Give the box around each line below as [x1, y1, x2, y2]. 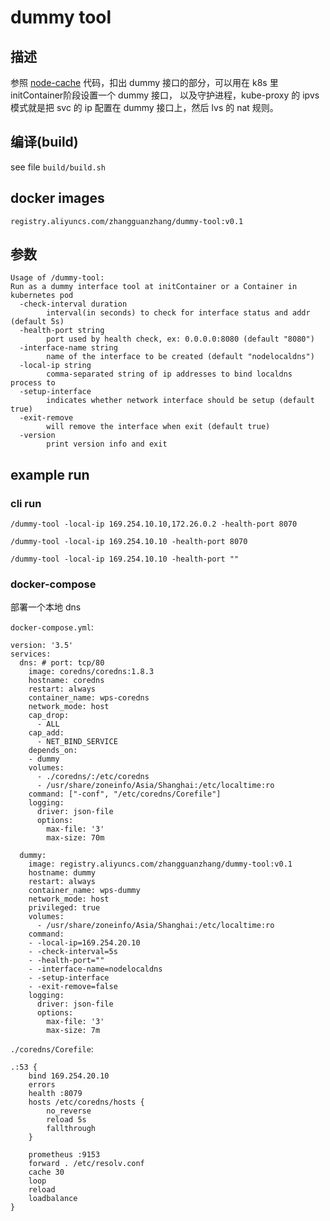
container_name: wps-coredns [28, 693, 150, 703]
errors [28, 1080, 56, 1090]
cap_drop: [28, 711, 70, 721]
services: [10, 649, 52, 660]
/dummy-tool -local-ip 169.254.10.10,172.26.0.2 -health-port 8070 [10, 519, 298, 530]
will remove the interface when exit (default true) [46, 422, 271, 432]
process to [10, 378, 56, 388]
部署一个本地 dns [10, 601, 82, 613]
